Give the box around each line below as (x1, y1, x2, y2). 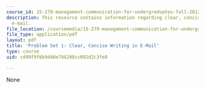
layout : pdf (6, 37, 37, 43)
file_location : (6, 25, 45, 32)
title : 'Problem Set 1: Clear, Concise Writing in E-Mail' (6, 43, 160, 49)
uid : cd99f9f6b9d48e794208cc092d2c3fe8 (6, 54, 108, 60)
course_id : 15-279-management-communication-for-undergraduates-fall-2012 (6, 8, 201, 15)
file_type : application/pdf (6, 32, 78, 38)
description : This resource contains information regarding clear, (6, 15, 182, 21)
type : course (6, 49, 40, 55)
